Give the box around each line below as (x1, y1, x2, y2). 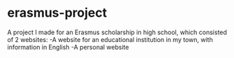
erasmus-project (7, 5, 107, 21)
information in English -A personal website (7, 43, 129, 51)
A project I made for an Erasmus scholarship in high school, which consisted (7, 28, 227, 36)
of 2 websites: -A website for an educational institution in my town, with (7, 35, 213, 43)
